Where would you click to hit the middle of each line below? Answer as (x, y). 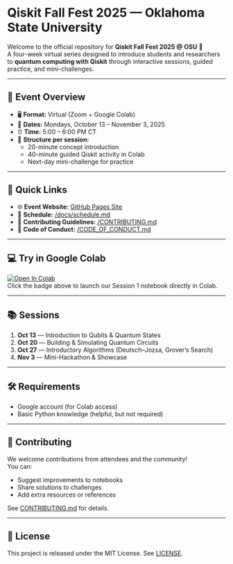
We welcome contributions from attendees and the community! (97, 459)
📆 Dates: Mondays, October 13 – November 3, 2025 (91, 124)
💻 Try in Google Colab (57, 258)
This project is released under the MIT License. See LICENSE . (95, 553)
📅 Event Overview (46, 97)
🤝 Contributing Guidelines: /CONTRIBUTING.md (87, 222)
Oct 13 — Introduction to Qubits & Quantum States (89, 335)
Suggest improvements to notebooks (70, 479)
